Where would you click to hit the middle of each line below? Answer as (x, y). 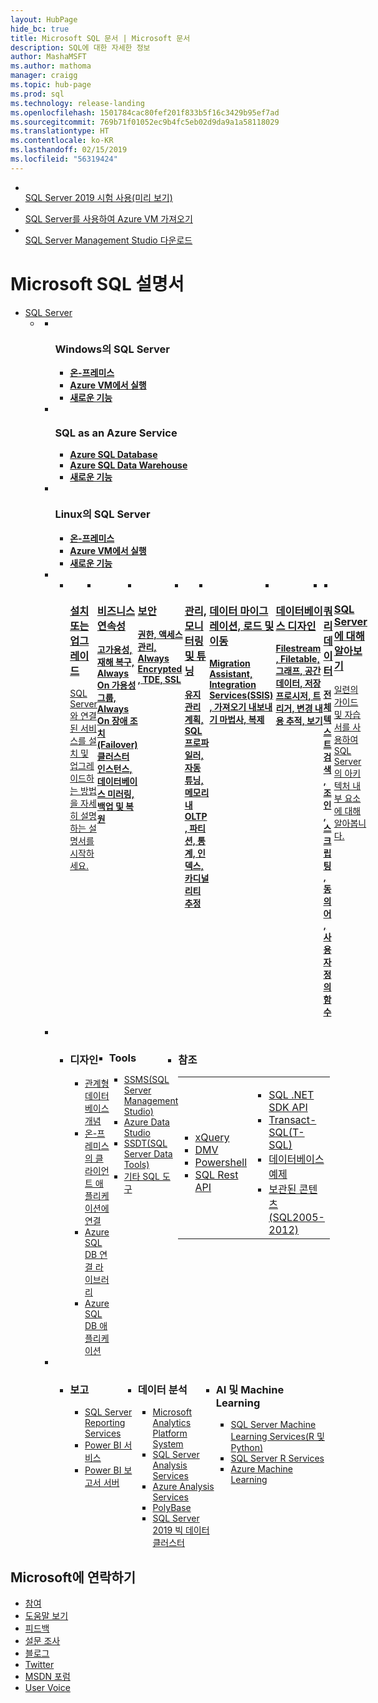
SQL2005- (298, 1218)
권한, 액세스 (160, 634)
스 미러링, (115, 793)
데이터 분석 (162, 1390)
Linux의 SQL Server (102, 514)
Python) (247, 1448)
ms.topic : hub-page (51, 85)
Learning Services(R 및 (277, 1437)
